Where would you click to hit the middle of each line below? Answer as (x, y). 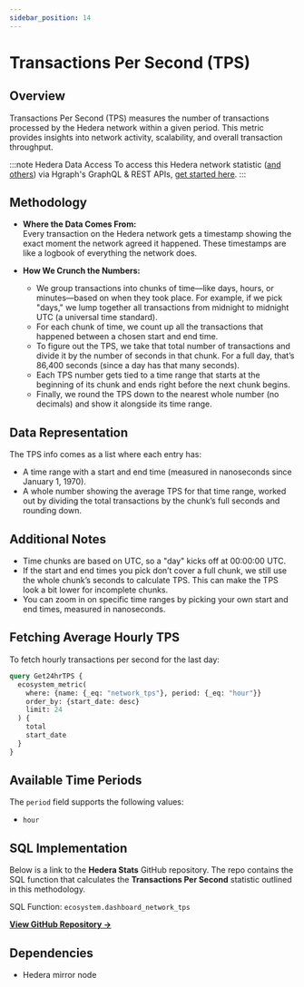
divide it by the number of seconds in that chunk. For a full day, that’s (165, 356)
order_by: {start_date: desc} (83, 701)
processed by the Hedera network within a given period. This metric (137, 127)
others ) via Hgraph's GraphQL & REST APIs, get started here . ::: (128, 174)
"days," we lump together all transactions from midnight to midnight (162, 308)
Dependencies (51, 953)
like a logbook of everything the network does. (110, 253)
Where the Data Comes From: (79, 224)
